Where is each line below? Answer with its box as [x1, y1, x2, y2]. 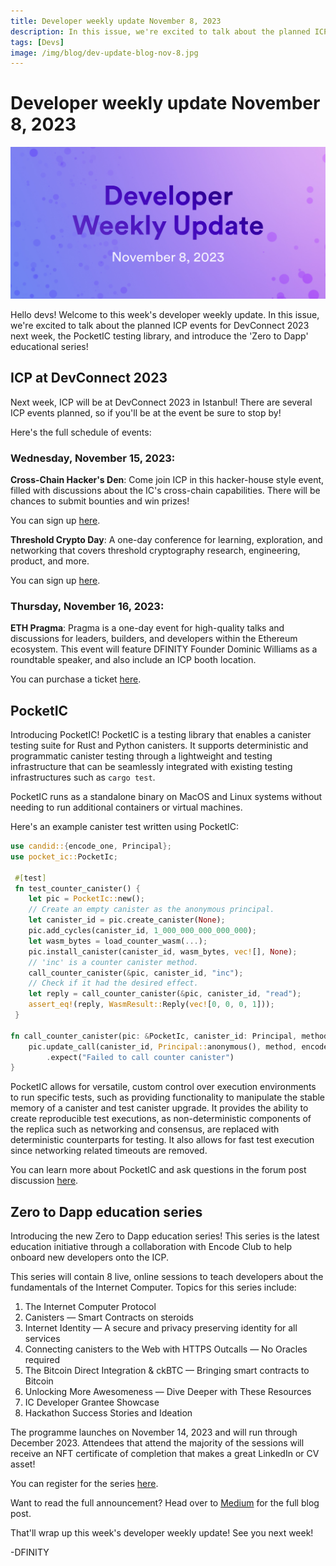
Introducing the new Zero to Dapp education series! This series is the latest [10, 1230, 320, 1242]
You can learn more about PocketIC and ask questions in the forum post [10, 1164, 307, 1176]
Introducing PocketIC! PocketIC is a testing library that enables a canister [10, 729, 312, 741]
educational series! [10, 340, 89, 352]
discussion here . [10, 1175, 79, 1187]
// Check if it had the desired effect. [28, 978, 199, 989]
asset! [10, 1458, 36, 1470]
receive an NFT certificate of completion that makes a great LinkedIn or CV [10, 1448, 320, 1460]
